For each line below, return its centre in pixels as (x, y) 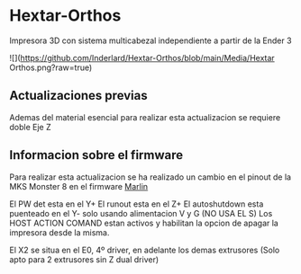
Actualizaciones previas (78, 96)
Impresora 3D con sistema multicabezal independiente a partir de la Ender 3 (150, 40)
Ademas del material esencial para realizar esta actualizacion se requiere (145, 117)
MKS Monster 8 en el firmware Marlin (79, 186)
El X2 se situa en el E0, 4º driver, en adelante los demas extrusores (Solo (145, 250)
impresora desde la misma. (59, 232)
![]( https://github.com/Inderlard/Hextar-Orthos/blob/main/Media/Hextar (142, 57)
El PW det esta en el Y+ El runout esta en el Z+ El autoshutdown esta (137, 204)
